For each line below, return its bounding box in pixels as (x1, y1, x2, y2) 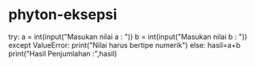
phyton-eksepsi (8, 6, 117, 24)
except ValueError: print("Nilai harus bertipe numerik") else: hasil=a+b (8, 40, 241, 49)
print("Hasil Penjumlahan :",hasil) (8, 49, 117, 58)
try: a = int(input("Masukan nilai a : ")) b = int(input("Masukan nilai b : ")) (8, 32, 248, 41)
